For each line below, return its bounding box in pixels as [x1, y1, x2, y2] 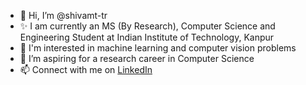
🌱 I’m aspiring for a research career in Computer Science [19, 53, 255, 64]
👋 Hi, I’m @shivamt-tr [19, 10, 108, 21]
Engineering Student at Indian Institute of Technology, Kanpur [19, 31, 275, 43]
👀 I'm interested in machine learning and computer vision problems [19, 42, 297, 54]
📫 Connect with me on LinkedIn [19, 64, 153, 75]
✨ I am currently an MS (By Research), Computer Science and [19, 20, 276, 32]
